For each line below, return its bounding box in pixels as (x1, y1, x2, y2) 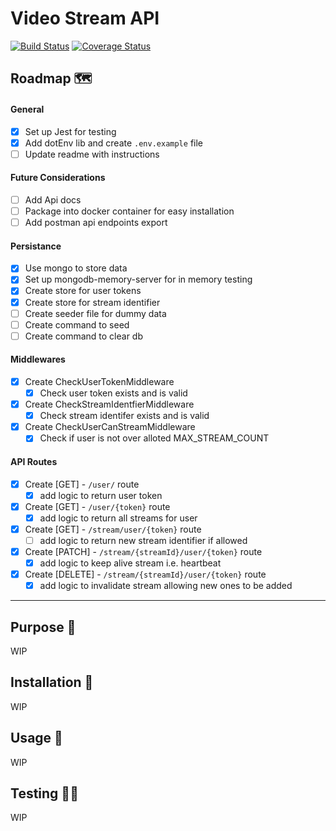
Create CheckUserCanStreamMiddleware (24, 421, 196, 433)
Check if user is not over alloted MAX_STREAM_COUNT (39, 432, 270, 444)
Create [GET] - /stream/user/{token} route (24, 523, 202, 535)
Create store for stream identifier (24, 296, 161, 308)
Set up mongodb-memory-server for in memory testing (24, 273, 253, 286)
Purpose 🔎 (10, 618, 77, 636)
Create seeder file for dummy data (24, 307, 167, 319)
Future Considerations (10, 172, 106, 184)
